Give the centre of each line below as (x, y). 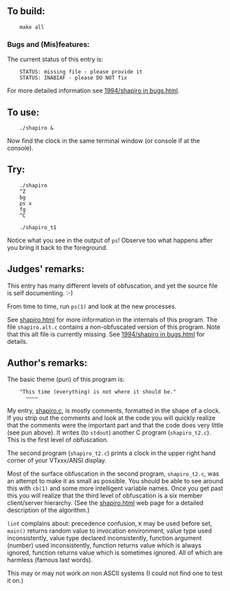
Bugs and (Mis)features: (48, 44)
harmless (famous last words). (50, 560)
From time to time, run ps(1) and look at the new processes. (92, 306)
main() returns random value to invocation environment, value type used (110, 531)
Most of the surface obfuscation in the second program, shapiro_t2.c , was (113, 474)
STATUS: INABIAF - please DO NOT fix (73, 78)
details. (18, 341)
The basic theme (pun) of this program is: (66, 380)
